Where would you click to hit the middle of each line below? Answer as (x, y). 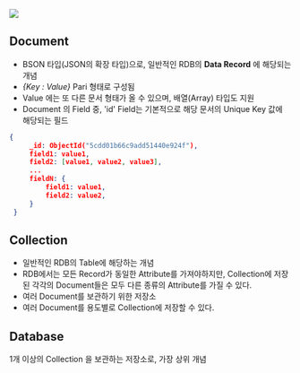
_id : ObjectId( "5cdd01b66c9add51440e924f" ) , (114, 145)
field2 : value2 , (75, 195)
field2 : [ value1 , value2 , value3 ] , (96, 162)
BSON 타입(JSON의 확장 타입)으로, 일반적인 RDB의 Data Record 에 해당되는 (157, 64)
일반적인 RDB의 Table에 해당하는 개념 (88, 263)
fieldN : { (47, 179)
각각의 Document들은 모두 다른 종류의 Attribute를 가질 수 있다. (142, 285)
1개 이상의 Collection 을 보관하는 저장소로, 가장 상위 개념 (108, 360)
